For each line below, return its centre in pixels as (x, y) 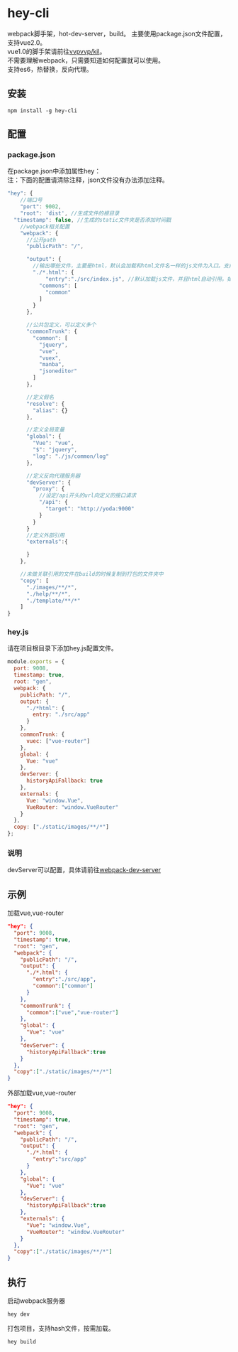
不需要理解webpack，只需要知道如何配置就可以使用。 (86, 60)
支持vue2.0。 (27, 42)
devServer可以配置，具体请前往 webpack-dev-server (84, 870)
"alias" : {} (51, 410)
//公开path (41, 240)
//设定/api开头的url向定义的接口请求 (87, 495)
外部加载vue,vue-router (42, 1093)
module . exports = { (36, 662)
